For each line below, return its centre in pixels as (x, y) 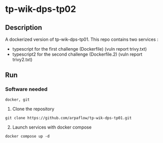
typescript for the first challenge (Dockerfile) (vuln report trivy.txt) (80, 49)
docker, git (17, 100)
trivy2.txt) (22, 60)
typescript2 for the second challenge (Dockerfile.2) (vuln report (77, 54)
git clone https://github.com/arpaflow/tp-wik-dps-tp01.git (69, 118)
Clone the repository (33, 109)
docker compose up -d (27, 136)
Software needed (27, 89)
